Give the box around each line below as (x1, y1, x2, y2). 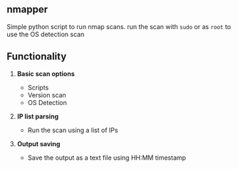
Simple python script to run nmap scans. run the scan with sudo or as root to (6, 22, 232, 31)
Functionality (6, 50, 67, 62)
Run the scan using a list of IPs (27, 126, 118, 134)
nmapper (6, 4, 48, 16)
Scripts (27, 83, 49, 92)
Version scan (27, 90, 67, 99)
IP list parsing (16, 111, 58, 121)
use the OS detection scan (6, 30, 85, 38)
